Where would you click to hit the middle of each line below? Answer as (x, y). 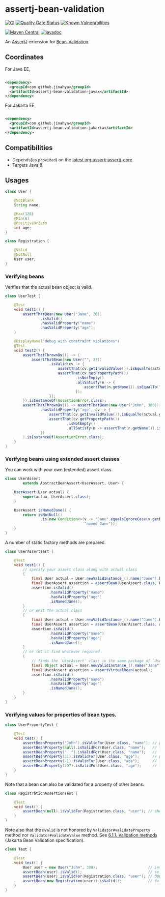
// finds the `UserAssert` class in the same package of (91, 661)
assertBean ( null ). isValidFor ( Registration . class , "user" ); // (88, 811)
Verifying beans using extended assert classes (62, 459)
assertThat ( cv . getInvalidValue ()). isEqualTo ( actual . (104, 415)
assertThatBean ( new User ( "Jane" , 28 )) (62, 314)
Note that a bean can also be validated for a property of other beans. (75, 784)
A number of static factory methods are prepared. (55, 542)
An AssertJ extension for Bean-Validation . (47, 42)
